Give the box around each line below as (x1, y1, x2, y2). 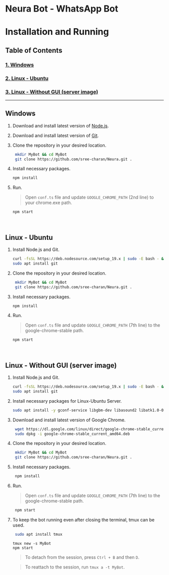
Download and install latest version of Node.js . (12, 122, 109, 129)
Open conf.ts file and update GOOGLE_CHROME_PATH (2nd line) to (25, 195, 154, 201)
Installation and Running (5, 26, 109, 38)
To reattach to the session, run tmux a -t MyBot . (25, 564, 125, 570)
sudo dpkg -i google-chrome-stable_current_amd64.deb (15, 431, 130, 436)
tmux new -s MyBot (12, 541, 51, 546)
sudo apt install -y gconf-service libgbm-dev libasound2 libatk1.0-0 (12, 408, 164, 413)
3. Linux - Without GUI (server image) (5, 88, 99, 95)
